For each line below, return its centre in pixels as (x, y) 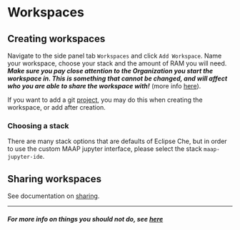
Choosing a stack (38, 125)
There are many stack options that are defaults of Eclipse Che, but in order (117, 141)
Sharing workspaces (55, 179)
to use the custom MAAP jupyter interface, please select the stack (105, 149)
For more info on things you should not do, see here (85, 219)
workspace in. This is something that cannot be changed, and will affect (117, 78)
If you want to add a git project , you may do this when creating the (105, 100)
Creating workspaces (56, 39)
